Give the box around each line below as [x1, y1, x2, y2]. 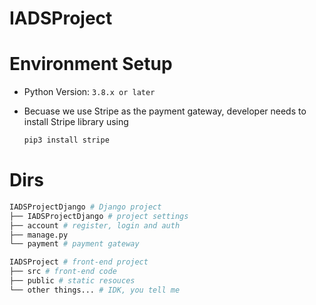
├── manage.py [9, 230, 69, 240]
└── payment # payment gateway [9, 239, 140, 249]
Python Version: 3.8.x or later [23, 86, 156, 98]
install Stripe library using [23, 116, 129, 128]
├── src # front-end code [9, 267, 117, 277]
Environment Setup [9, 53, 173, 76]
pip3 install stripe [23, 135, 110, 146]
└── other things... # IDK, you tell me [9, 285, 181, 295]
